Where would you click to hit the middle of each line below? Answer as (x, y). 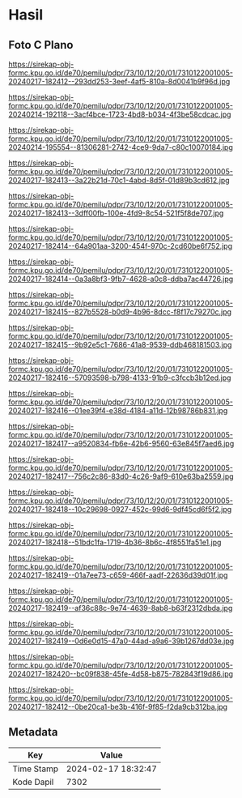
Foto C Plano (41, 45)
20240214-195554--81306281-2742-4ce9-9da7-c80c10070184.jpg (121, 147)
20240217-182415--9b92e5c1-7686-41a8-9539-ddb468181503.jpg (120, 345)
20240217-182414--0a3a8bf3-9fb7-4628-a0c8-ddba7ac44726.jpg (121, 279)
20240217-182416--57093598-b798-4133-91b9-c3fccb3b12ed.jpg (120, 378)
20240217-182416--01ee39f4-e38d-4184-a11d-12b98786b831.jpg (118, 410)
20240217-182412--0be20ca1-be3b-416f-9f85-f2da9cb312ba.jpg (118, 707)
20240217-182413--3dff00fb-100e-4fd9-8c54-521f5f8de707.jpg (116, 213)
